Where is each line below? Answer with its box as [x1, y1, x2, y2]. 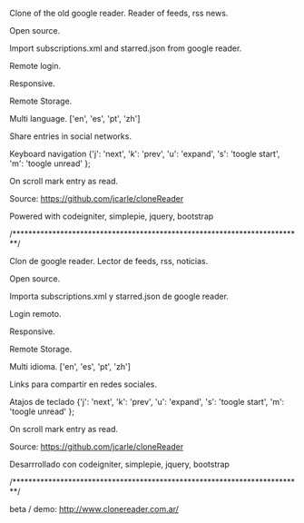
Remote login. [9, 61, 62, 71]
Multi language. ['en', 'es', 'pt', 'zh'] [9, 113, 141, 123]
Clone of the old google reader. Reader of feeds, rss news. [9, 8, 229, 18]
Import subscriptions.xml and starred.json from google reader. [9, 43, 242, 54]
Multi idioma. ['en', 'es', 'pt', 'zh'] [9, 361, 132, 371]
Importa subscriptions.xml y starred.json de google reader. [9, 291, 230, 301]
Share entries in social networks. [9, 131, 132, 142]
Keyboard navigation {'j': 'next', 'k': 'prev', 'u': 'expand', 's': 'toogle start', [9, 149, 280, 159]
